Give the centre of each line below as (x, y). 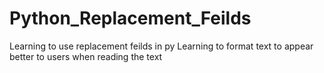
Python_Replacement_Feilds (130, 18)
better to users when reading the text (86, 56)
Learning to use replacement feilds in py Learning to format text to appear (161, 46)
